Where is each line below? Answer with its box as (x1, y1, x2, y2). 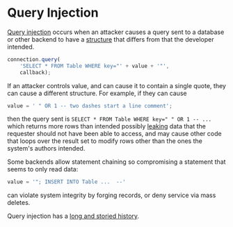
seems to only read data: (7, 165, 79, 174)
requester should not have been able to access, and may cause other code (7, 130, 222, 138)
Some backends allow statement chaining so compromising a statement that (7, 158, 226, 166)
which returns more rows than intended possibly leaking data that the (7, 122, 207, 131)
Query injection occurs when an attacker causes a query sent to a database (7, 28, 225, 36)
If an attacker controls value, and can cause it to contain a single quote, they (7, 81, 226, 90)
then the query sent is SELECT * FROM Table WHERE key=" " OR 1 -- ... (7, 115, 212, 123)
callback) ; (19, 69, 51, 76)
